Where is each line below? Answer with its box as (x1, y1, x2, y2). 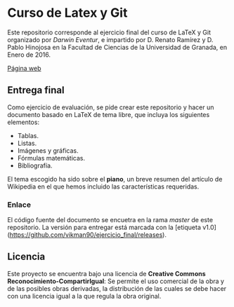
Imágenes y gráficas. (17, 146, 79, 155)
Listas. (17, 139, 37, 147)
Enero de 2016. (7, 50, 51, 59)
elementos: (7, 118, 40, 126)
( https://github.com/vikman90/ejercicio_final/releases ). (7, 231, 167, 239)
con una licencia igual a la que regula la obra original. (7, 292, 162, 300)
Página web (7, 64, 41, 72)
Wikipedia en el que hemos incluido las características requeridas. (7, 182, 200, 191)
